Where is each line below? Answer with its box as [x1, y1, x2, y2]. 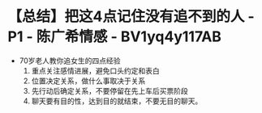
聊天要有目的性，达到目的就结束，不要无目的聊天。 [31, 96, 203, 106]
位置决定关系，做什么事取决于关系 [31, 76, 146, 86]
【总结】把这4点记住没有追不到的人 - [7, 7, 255, 26]
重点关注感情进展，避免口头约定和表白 [31, 65, 160, 75]
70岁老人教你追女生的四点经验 [19, 56, 121, 65]
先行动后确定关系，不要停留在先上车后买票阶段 [31, 86, 188, 95]
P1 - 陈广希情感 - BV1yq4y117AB [7, 27, 222, 46]
